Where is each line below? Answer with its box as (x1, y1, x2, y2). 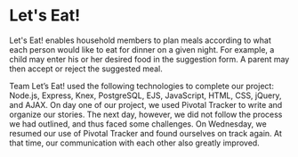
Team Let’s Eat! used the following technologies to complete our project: (9, 80, 274, 91)
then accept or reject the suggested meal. (9, 63, 163, 74)
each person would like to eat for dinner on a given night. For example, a (9, 44, 275, 54)
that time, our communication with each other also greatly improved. (9, 137, 260, 148)
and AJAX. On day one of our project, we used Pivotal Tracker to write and (9, 99, 283, 110)
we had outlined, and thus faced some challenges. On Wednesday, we (9, 118, 267, 129)
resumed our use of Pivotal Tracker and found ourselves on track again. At (9, 128, 282, 138)
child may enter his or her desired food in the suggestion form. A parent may (9, 54, 290, 64)
